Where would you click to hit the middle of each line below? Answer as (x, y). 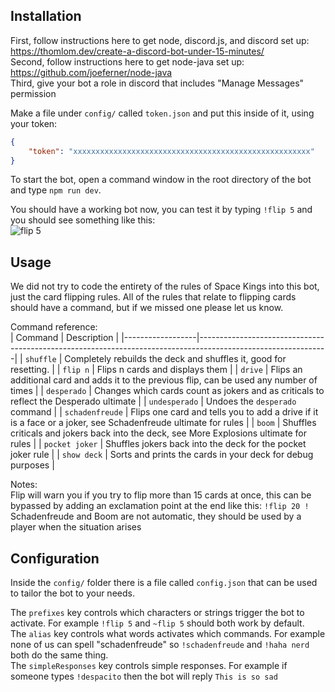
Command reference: (54, 327)
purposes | (32, 465)
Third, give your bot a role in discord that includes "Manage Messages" (157, 83)
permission (33, 93)
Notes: (24, 485)
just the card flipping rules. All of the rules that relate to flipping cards (153, 297)
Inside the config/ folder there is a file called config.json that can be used (164, 583)
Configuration (55, 558)
